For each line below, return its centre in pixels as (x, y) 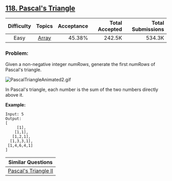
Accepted (110, 29)
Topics (45, 26)
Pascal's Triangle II (31, 171)
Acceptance (73, 26)
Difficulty (20, 26)
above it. (15, 95)
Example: (16, 105)
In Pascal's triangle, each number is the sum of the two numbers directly (82, 89)
